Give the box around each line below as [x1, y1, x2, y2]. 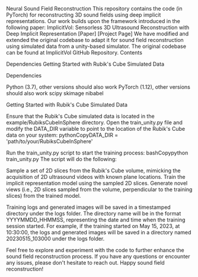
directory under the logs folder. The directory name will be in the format [6, 210, 181, 217]
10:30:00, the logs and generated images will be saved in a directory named [6, 229, 191, 236]
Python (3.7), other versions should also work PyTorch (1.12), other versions [6, 83, 191, 91]
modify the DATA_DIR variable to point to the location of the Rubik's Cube [6, 125, 186, 132]
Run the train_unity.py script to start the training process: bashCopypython [6, 149, 189, 156]
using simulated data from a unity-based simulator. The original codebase [6, 43, 187, 50]
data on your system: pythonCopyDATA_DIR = [6, 131, 119, 138]
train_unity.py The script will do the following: [6, 156, 117, 162]
